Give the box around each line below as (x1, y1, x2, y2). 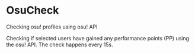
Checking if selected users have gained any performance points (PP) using (6, 34, 190, 42)
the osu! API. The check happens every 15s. (6, 41, 114, 48)
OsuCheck (6, 4, 59, 17)
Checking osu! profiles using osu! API (6, 23, 98, 30)
